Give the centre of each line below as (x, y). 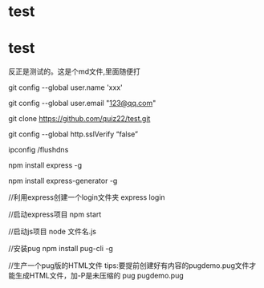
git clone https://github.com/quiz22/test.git (79, 119)
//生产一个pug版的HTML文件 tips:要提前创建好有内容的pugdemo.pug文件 (129, 266)
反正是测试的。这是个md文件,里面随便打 (74, 71)
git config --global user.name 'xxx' (65, 87)
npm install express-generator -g (63, 181)
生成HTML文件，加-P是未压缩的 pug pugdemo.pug (99, 276)
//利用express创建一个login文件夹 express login (87, 197)
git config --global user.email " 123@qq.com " (82, 103)
